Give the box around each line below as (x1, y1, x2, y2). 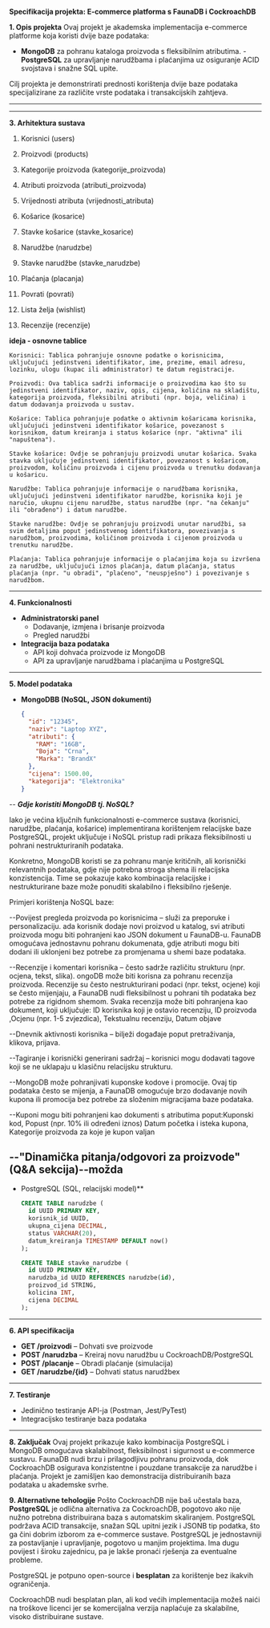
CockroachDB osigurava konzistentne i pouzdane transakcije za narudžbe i (9, 1463, 257, 1472)
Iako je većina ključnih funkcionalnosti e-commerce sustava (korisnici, (9, 815, 240, 824)
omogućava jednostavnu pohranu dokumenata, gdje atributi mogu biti (9, 938, 240, 948)
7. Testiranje (9, 1390, 50, 1399)
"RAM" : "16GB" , (35, 740, 87, 748)
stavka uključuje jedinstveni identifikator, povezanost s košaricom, (9, 457, 250, 465)
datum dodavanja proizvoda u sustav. (9, 401, 135, 409)
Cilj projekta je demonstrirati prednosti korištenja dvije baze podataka (9, 79, 239, 88)
